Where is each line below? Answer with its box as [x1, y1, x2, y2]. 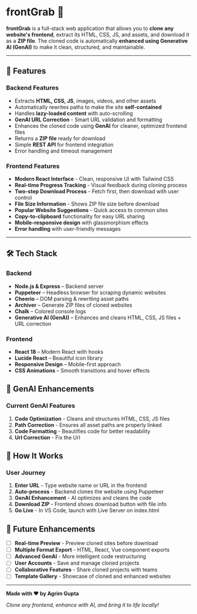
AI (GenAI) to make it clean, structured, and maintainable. [6, 44, 145, 51]
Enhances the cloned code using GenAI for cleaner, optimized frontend [14, 122, 187, 129]
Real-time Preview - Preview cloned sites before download [14, 540, 158, 547]
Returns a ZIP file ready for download [14, 135, 106, 142]
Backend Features [6, 84, 59, 92]
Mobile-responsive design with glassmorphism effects [14, 219, 148, 226]
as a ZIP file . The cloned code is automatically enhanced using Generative [6, 37, 188, 44]
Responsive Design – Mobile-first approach [14, 360, 121, 367]
